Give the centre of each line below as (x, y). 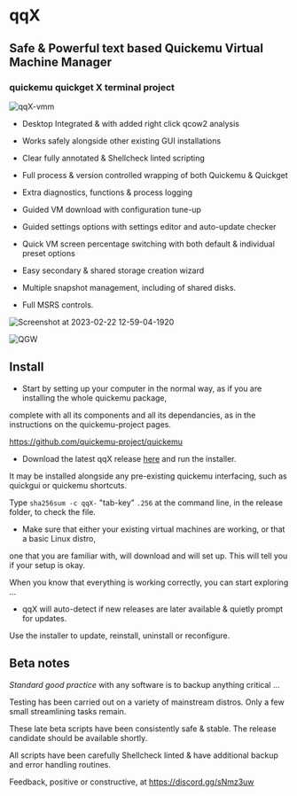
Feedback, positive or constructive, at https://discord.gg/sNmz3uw (132, 782)
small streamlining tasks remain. (68, 711)
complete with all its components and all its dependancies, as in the (133, 415)
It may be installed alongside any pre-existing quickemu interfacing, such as (148, 476)
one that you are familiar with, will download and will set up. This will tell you (148, 556)
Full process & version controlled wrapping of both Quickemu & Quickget (155, 175)
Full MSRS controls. (58, 304)
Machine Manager (61, 62)
